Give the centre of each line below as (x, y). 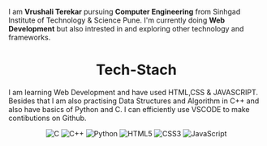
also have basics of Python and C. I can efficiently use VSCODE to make (129, 109)
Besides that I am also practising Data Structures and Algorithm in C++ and (134, 101)
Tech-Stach (136, 70)
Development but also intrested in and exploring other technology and (126, 29)
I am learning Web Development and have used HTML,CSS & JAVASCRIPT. (133, 92)
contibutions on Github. (47, 118)
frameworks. (30, 37)
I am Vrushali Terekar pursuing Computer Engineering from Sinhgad (125, 12)
